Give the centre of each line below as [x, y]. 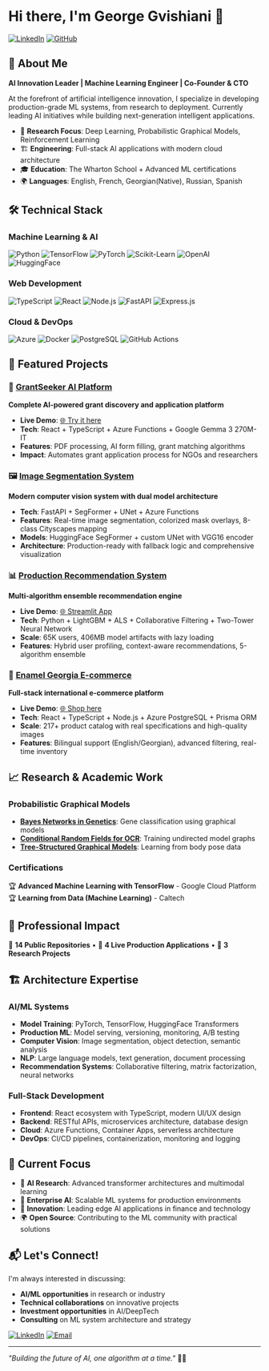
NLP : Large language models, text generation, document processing [132, 1058]
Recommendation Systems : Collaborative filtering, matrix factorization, [138, 1067]
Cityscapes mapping [73, 529]
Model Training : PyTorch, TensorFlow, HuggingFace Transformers [129, 1024]
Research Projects [39, 954]
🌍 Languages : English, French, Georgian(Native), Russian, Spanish [131, 181]
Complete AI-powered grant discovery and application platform [116, 404]
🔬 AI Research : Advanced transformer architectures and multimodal [132, 1183]
